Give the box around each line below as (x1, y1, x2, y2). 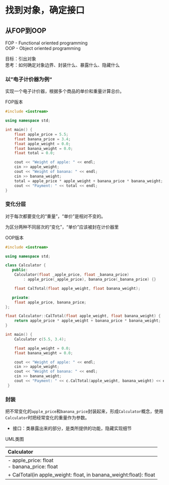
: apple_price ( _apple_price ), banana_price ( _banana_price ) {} (23, 277, 156, 282)
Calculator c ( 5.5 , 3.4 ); (14, 336, 66, 342)
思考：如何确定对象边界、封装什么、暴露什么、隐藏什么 (5, 62, 120, 68)
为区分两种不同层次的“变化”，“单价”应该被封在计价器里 (5, 224, 119, 230)
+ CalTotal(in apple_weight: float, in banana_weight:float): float (8, 471, 155, 478)
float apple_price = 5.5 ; (14, 132, 69, 137)
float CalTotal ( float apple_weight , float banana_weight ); (14, 286, 141, 291)
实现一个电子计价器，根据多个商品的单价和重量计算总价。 (5, 88, 124, 94)
